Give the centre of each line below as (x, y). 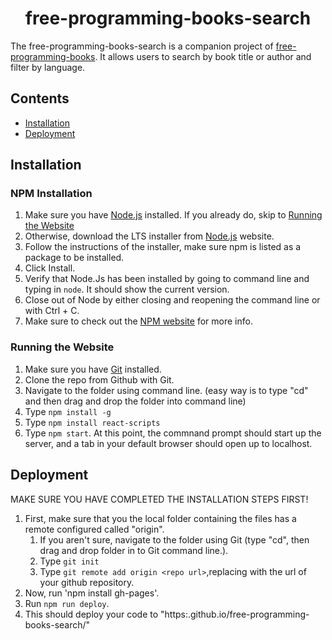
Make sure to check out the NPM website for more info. (138, 321)
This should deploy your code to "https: (106, 614)
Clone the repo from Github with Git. (99, 379)
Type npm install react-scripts (92, 422)
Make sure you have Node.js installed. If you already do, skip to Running (173, 215)
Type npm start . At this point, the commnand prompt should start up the (173, 433)
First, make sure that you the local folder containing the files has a (160, 518)
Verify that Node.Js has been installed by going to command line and (167, 279)
